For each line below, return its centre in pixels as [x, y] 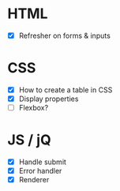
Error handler [40, 171]
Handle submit [42, 162]
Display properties [49, 99]
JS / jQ [30, 140]
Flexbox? [34, 108]
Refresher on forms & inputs [65, 36]
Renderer [34, 180]
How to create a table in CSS [66, 90]
